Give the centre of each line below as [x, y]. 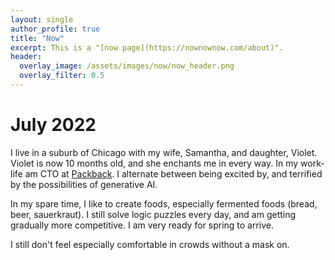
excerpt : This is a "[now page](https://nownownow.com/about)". [147, 47]
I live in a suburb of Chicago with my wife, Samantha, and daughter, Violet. [164, 152]
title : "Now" [37, 38]
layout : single [42, 19]
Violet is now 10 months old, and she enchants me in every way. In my [154, 163]
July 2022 [53, 125]
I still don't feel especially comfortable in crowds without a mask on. [150, 244]
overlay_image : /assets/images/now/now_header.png [127, 66]
